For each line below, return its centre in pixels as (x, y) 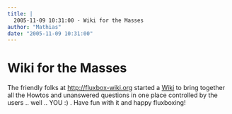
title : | (20, 14)
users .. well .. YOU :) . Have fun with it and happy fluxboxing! (97, 103)
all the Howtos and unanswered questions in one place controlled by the (112, 95)
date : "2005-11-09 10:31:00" (50, 33)
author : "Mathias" (34, 27)
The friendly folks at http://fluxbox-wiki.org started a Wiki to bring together (116, 88)
